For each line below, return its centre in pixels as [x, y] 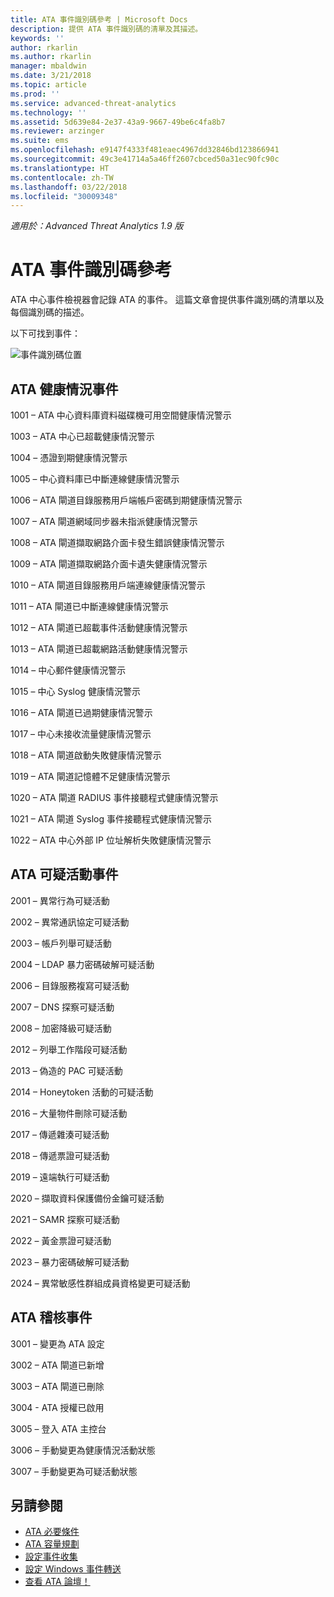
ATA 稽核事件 [51, 1317]
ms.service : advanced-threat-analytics [93, 103]
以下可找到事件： [45, 333]
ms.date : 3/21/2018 [51, 76]
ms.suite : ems [40, 141]
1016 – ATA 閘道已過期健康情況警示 [81, 712]
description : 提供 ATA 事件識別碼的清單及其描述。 [106, 29]
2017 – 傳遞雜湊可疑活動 [60, 1134]
